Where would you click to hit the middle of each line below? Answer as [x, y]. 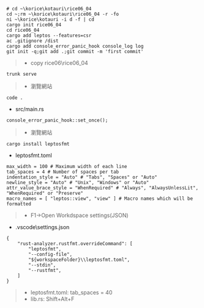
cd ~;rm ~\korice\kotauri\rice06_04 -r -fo [63, 14]
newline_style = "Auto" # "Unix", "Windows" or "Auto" [78, 183]
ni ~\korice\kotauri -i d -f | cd [51, 20]
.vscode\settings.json [42, 227]
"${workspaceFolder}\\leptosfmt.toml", [79, 260]
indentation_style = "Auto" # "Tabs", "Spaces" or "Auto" [82, 177]
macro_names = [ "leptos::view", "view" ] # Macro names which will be [100, 199]
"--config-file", [50, 254]
